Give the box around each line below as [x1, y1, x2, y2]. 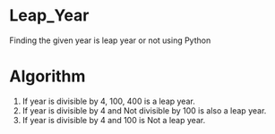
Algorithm [9, 66, 86, 87]
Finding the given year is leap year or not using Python [9, 35, 211, 46]
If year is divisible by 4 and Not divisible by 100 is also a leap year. [21, 105, 267, 116]
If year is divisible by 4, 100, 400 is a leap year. [21, 96, 195, 106]
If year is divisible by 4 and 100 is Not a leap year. [21, 114, 206, 125]
